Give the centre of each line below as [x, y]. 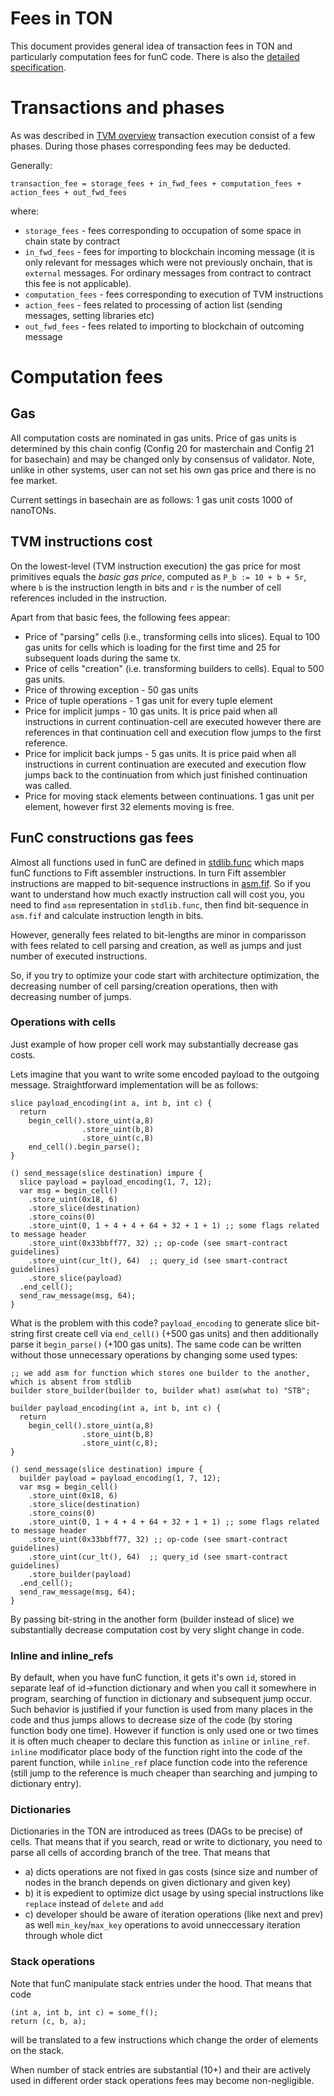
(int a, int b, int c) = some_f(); [84, 2012]
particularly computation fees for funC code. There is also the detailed [155, 56]
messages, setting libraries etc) [89, 315]
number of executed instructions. [79, 956]
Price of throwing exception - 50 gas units [111, 689]
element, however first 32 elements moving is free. [129, 806]
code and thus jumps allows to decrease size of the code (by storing [151, 1720]
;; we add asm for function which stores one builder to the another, [160, 1373]
